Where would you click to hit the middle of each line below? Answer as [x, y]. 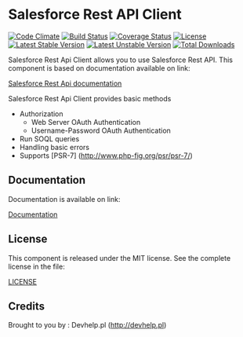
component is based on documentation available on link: [99, 68]
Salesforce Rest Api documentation [65, 83]
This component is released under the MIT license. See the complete [120, 258]
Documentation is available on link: [64, 199]
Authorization [42, 114]
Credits [27, 306]
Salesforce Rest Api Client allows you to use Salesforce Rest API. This [121, 60]
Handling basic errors [54, 147]
